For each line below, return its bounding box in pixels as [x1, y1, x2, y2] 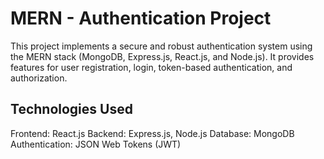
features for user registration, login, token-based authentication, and [10, 61, 293, 73]
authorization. [10, 72, 68, 84]
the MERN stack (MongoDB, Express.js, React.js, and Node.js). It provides [10, 50, 315, 62]
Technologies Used [10, 101, 133, 118]
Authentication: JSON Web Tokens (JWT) [10, 138, 182, 150]
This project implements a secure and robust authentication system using [10, 40, 313, 52]
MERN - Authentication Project [10, 7, 272, 30]
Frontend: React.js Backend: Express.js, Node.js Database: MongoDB [10, 127, 295, 139]
